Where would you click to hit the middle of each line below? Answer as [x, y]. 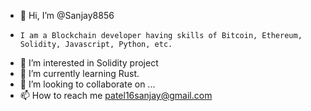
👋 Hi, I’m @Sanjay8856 [67, 15]
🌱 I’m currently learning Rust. [79, 73]
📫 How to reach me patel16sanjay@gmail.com [116, 95]
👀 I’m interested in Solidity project [89, 63]
